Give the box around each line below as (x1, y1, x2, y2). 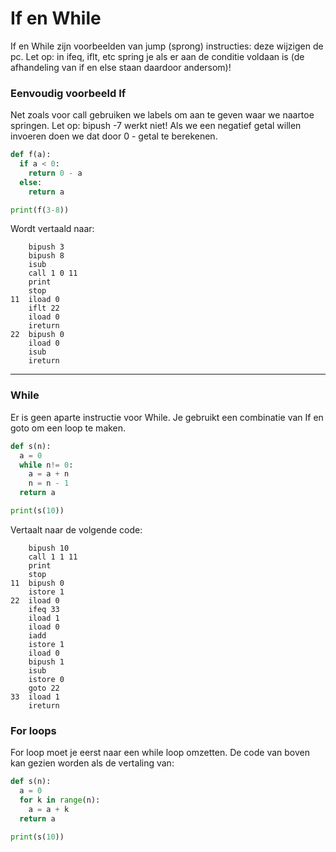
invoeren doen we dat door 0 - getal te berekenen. (10, 130, 218, 142)
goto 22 (28, 683, 60, 693)
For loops (10, 723, 57, 737)
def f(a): (10, 150, 52, 160)
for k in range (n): (19, 795, 101, 805)
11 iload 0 (10, 295, 60, 305)
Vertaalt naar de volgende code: (10, 523, 143, 536)
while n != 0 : (19, 460, 74, 470)
